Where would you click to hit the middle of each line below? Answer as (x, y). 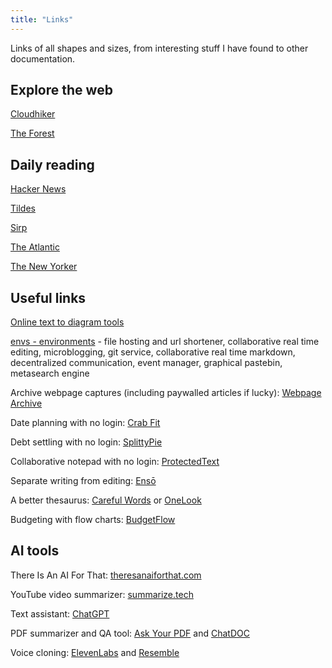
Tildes (23, 208)
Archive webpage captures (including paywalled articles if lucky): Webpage (166, 393)
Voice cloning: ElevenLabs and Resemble (95, 652)
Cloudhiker (33, 114)
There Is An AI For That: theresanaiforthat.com (106, 575)
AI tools (35, 551)
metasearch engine (50, 373)
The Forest (32, 133)
